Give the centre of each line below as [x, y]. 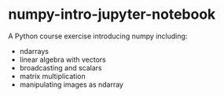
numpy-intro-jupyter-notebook [112, 14]
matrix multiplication [52, 76]
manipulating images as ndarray [72, 84]
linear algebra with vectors [62, 59]
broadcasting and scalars [61, 67]
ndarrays [34, 51]
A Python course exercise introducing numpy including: [98, 36]
